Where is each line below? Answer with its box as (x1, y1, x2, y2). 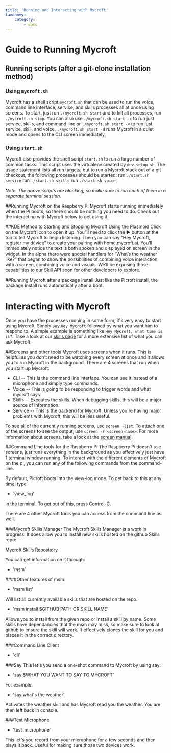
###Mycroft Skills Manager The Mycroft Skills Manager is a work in (5, 526, 147, 532)
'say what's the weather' (12, 692, 65, 698)
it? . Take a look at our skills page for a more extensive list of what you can (5, 333, 163, 340)
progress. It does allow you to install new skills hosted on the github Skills (5, 531, 160, 537)
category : (14, 17, 36, 22)
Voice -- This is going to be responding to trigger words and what (12, 386, 151, 392)
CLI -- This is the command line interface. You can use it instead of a (12, 375, 158, 381)
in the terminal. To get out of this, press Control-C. (5, 500, 111, 507)
